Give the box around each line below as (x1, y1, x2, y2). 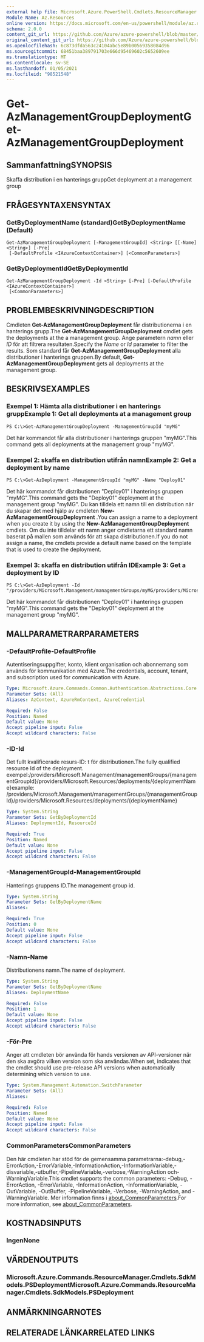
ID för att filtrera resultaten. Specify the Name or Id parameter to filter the (6, 341, 188, 348)
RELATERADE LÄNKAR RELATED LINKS (6, 1327, 155, 1338)
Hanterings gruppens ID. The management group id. (6, 881, 135, 889)
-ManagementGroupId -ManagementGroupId (6, 868, 141, 876)
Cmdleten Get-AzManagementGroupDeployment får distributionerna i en (6, 321, 192, 328)
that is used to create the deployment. (6, 546, 101, 553)
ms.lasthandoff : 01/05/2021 (6, 65, 78, 72)
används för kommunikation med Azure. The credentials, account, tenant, (6, 667, 189, 674)
